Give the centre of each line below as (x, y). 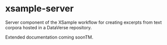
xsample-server (39, 9)
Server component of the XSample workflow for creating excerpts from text (83, 22)
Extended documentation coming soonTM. (49, 37)
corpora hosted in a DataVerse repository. (49, 27)
